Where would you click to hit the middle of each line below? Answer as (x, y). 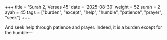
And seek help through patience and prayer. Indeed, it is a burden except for (83, 27)
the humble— (19, 33)
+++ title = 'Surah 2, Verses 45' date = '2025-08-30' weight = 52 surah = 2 (83, 7)
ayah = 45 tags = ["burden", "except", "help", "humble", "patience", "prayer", (84, 12)
